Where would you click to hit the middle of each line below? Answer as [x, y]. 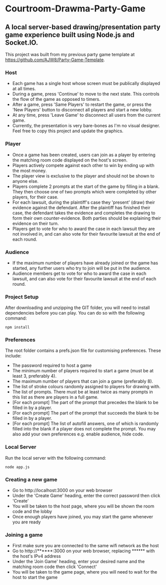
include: [13, 356]
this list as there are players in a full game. [55, 397]
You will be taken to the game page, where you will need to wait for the [85, 572]
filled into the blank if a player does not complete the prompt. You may [84, 429]
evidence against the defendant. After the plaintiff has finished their [81, 207]
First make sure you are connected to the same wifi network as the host [85, 546]
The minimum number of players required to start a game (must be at [83, 371]
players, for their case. [35, 197]
